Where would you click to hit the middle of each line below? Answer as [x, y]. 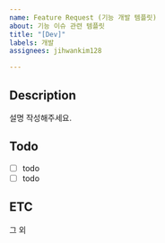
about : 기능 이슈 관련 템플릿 [57, 26]
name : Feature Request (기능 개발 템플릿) [83, 17]
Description [43, 95]
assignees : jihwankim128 [56, 51]
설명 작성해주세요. [41, 117]
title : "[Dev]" [38, 34]
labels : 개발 [32, 43]
